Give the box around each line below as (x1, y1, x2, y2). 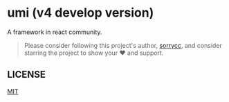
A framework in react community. (7, 28, 102, 36)
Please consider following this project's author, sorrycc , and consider (24, 41, 223, 49)
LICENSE (7, 69, 46, 80)
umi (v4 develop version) (7, 5, 154, 21)
